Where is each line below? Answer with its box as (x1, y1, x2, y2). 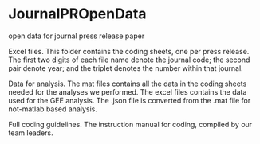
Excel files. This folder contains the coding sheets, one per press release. (8, 46, 250, 56)
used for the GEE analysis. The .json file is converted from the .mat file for (8, 95, 251, 105)
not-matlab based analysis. (8, 104, 98, 114)
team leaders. (8, 128, 53, 138)
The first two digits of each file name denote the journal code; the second (8, 55, 250, 64)
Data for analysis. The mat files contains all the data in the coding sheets (8, 79, 247, 88)
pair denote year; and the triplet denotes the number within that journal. (8, 63, 243, 72)
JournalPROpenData (8, 5, 147, 23)
